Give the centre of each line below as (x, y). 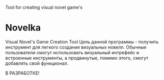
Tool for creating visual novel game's (44, 7)
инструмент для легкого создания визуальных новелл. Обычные (76, 47)
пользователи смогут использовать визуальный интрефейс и (72, 52)
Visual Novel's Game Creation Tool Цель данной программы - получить (82, 42)
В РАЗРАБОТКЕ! (22, 73)
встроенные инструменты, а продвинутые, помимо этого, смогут (77, 58)
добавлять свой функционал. (37, 63)
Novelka (23, 28)
